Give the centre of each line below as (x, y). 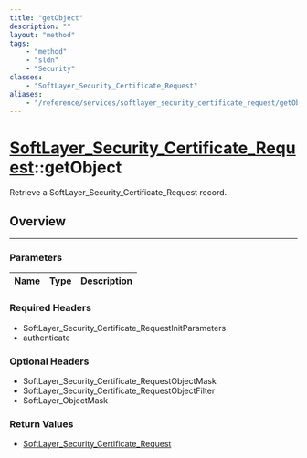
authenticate (46, 338)
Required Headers (50, 308)
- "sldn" (42, 60)
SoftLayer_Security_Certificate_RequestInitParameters (124, 328)
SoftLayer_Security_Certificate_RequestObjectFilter (119, 391)
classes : (26, 78)
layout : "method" (42, 35)
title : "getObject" (47, 18)
